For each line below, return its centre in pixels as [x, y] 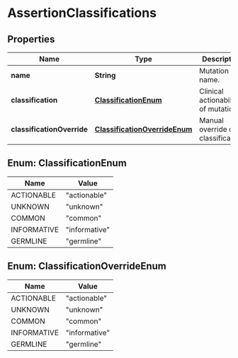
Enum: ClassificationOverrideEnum [87, 266]
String [105, 75]
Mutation [214, 71]
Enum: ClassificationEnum [67, 163]
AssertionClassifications [82, 13]
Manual [212, 120]
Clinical [212, 91]
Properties [31, 39]
